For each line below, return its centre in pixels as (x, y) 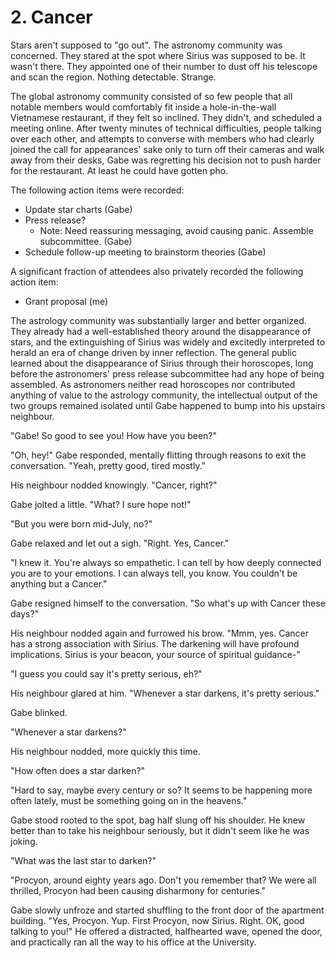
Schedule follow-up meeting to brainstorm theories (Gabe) (145, 252)
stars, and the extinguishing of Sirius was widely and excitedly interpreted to (168, 342)
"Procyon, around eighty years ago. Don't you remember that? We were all (163, 880)
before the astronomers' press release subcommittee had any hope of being (167, 373)
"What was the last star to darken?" (83, 860)
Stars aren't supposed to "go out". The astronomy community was (146, 45)
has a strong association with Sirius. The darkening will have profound (155, 643)
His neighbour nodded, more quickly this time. (105, 751)
